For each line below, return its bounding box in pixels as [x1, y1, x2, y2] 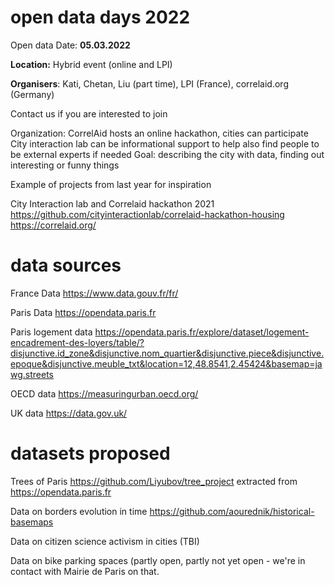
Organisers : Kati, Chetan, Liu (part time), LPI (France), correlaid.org [10, 77, 289, 90]
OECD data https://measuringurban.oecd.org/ [10, 387, 199, 400]
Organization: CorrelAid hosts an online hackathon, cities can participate [10, 127, 309, 139]
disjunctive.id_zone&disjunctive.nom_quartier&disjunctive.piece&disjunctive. [10, 347, 325, 359]
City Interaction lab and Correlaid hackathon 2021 [10, 197, 215, 210]
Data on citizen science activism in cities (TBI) [10, 535, 200, 547]
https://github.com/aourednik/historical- [149, 505, 315, 517]
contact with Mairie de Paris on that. [10, 565, 160, 577]
